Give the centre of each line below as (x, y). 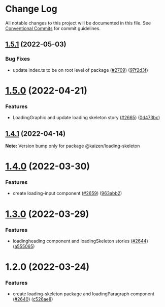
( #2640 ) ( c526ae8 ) (33, 299)
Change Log (31, 9)
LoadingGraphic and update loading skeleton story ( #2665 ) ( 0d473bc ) (86, 118)
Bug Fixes (18, 59)
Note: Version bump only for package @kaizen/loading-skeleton (73, 146)
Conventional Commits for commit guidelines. (53, 28)
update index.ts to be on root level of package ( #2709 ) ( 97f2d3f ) (80, 70)
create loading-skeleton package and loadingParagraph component (84, 294)
